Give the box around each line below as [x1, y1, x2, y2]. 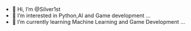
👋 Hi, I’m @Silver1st [12, 6, 61, 13]
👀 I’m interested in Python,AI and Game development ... [12, 12, 151, 19]
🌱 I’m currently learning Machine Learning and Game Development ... [12, 18, 186, 25]
